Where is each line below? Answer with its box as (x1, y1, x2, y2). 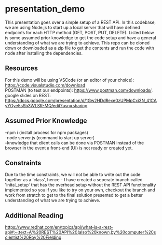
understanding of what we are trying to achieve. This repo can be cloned (5, 40, 150, 45)
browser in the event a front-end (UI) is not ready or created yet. (5, 145, 133, 151)
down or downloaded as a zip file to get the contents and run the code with (5, 45, 154, 51)
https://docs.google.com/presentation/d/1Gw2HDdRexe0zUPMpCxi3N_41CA (5, 98, 157, 103)
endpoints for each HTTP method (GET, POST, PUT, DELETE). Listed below (5, 29, 154, 35)
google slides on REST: (5, 92, 51, 98)
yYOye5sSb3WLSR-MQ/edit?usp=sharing (5, 102, 88, 108)
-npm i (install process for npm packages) (5, 130, 88, 135)
